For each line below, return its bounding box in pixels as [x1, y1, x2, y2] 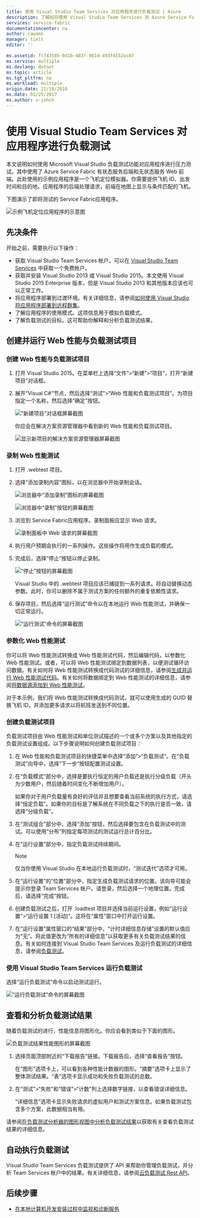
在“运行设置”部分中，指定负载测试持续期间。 [14, 841, 124, 848]
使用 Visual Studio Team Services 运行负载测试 [6, 964, 143, 972]
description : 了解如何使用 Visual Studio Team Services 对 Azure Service [6, 14, 187, 20]
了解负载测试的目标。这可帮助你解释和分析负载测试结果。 [14, 317, 156, 324]
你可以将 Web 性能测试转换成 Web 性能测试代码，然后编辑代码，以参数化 [6, 651, 186, 659]
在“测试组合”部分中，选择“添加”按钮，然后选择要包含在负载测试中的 [14, 820, 181, 828]
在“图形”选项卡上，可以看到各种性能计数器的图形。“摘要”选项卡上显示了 [14, 1065, 192, 1073]
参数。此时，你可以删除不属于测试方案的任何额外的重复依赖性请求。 [14, 588, 182, 595]
